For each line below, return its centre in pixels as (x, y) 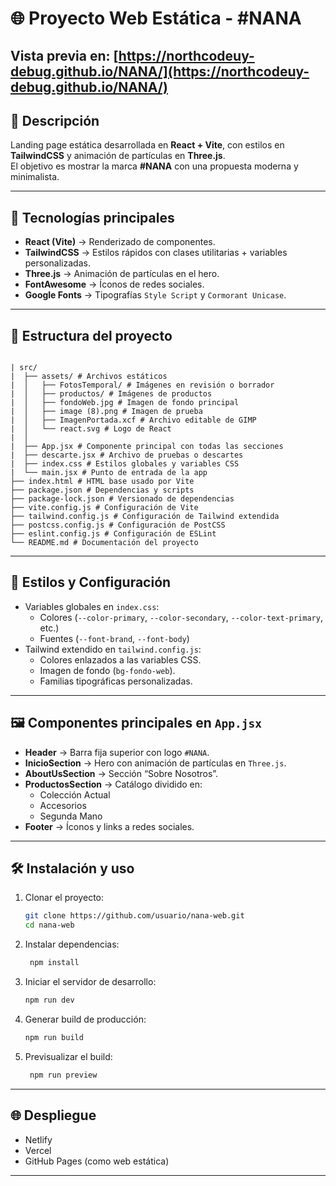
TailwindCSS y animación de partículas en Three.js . (118, 156)
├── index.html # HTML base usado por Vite (102, 482)
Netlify (38, 1139)
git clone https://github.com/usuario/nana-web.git (134, 916)
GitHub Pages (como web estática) (97, 1161)
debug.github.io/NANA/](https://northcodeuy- (160, 71)
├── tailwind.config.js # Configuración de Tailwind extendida (145, 517)
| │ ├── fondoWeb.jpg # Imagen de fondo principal (125, 403)
